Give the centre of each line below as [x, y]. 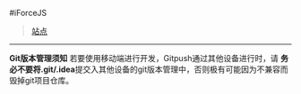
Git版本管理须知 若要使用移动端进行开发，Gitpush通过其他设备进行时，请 [144, 58]
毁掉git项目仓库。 [42, 80]
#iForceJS [28, 13]
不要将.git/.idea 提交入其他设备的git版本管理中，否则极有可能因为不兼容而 [152, 69]
